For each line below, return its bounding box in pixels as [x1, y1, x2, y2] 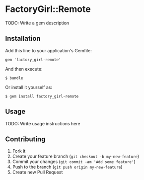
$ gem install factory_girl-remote [5, 93, 79, 99]
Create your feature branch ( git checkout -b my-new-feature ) [12, 153, 140, 160]
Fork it [12, 148, 26, 154]
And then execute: [5, 66, 43, 72]
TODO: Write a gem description [5, 20, 70, 26]
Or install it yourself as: [5, 84, 52, 90]
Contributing [5, 135, 46, 143]
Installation [5, 34, 41, 43]
